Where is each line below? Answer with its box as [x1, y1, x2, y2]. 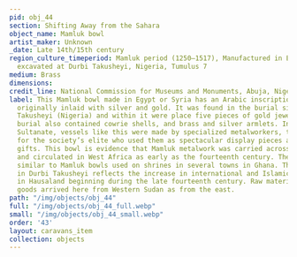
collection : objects [9, 235, 86, 244]
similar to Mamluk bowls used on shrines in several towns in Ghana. [17, 161, 278, 170]
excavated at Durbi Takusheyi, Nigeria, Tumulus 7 [17, 63, 208, 72]
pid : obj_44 [9, 12, 53, 22]
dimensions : [9, 79, 53, 87]
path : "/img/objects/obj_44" [9, 193, 117, 203]
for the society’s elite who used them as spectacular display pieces [17, 136, 283, 145]
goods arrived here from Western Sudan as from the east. [17, 185, 236, 194]
